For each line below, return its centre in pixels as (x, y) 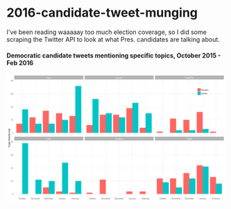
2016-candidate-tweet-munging (102, 13)
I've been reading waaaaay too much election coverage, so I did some (107, 32)
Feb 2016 (20, 62)
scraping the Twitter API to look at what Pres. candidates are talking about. (113, 39)
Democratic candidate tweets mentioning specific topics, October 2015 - (114, 55)
